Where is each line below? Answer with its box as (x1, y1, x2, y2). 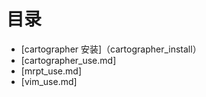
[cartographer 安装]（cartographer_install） (20, 43, 202, 55)
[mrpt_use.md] (20, 65, 82, 77)
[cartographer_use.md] (20, 54, 117, 66)
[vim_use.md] (20, 75, 78, 87)
